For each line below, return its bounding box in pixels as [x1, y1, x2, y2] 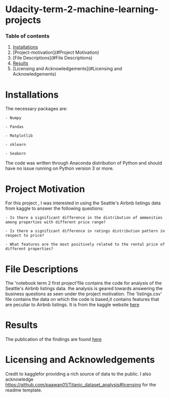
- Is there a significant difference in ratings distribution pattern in [5, 229, 165, 234]
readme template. [5, 387, 42, 393]
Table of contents [5, 33, 50, 40]
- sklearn [5, 142, 26, 147]
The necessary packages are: [5, 106, 68, 112]
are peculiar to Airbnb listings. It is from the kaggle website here [5, 301, 140, 308]
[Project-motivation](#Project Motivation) [12, 49, 99, 55]
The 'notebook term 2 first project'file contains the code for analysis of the [5, 280, 162, 286]
